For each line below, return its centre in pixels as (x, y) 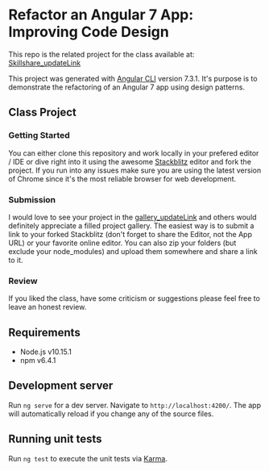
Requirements (44, 332)
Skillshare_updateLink (45, 63)
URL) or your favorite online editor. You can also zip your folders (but (122, 243)
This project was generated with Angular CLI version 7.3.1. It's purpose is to (133, 78)
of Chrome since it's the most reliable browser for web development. (122, 178)
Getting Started (39, 135)
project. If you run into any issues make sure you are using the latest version (135, 170)
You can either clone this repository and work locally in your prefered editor (134, 153)
